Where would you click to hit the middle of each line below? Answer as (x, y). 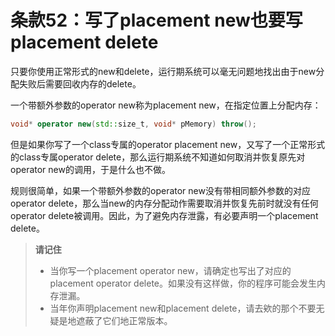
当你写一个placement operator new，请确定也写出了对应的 (170, 270)
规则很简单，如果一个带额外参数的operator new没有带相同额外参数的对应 (160, 190)
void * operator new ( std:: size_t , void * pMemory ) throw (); (133, 124)
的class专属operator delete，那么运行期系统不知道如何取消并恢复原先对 (158, 157)
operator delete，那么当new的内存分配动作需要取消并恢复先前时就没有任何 (164, 203)
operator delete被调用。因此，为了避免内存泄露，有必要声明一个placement (164, 215)
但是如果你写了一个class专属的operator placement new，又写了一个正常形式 (168, 144)
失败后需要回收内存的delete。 (80, 83)
